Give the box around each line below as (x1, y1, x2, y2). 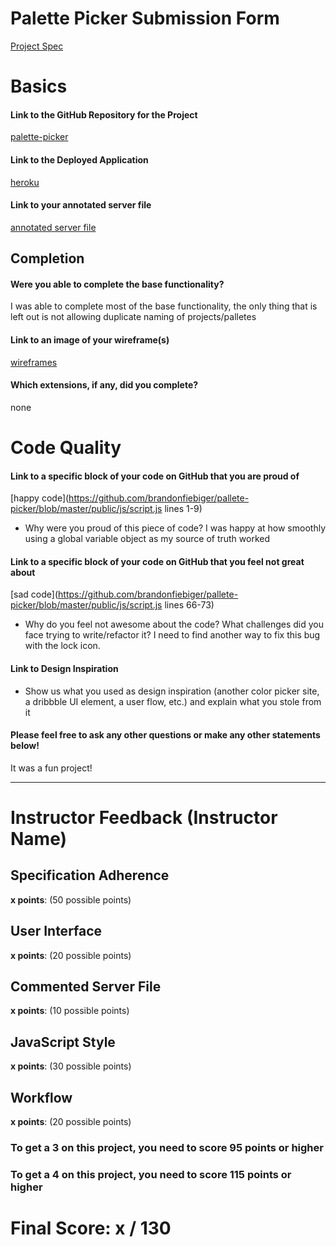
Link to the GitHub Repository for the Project (10, 108, 198, 121)
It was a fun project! (10, 762, 93, 774)
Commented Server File (10, 978, 162, 995)
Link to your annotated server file (10, 199, 152, 211)
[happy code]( (10, 492, 70, 504)
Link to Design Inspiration (10, 662, 119, 674)
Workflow (10, 1089, 73, 1106)
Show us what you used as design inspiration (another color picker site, (24, 685, 320, 697)
